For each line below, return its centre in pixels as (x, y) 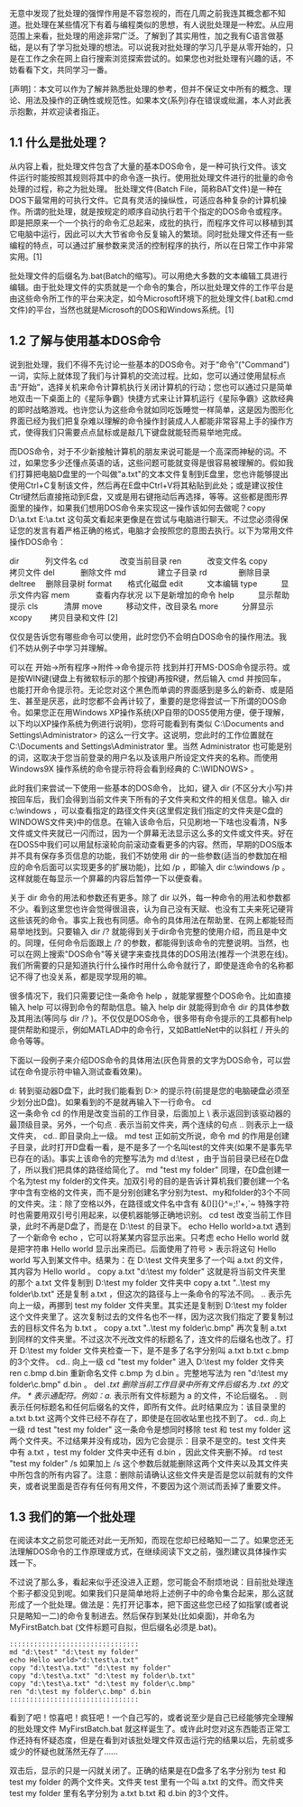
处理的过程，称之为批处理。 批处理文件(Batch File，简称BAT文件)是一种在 (146, 189)
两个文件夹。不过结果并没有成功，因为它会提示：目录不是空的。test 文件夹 (148, 1440)
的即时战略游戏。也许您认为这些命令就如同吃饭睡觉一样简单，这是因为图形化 (151, 409)
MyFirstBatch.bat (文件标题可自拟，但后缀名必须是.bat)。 (115, 1627)
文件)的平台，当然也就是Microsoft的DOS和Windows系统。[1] (122, 309)
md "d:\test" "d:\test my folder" (74, 1653)
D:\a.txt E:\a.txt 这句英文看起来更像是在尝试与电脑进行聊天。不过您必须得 (145, 519)
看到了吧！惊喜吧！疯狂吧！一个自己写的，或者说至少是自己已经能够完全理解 (151, 1718)
